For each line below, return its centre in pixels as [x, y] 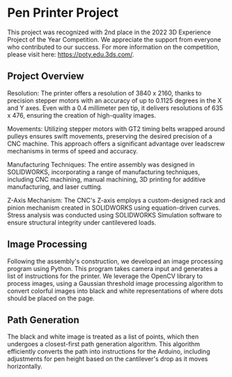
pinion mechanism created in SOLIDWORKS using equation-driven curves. [114, 208]
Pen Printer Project [63, 13]
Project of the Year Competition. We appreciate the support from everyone [114, 39]
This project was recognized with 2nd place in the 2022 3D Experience [109, 32]
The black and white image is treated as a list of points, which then [103, 337]
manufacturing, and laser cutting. [55, 187]
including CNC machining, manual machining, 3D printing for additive [107, 179]
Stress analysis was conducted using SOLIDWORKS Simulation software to [115, 215]
